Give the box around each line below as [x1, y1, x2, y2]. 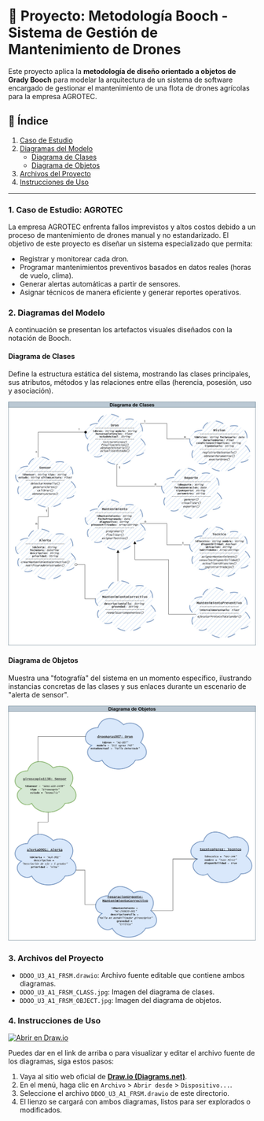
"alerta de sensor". [8, 690, 69, 699]
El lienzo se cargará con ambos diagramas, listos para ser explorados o [19, 1097, 251, 1107]
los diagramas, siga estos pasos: [8, 1056, 114, 1066]
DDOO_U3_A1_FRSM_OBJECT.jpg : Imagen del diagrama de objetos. [19, 996, 222, 1005]
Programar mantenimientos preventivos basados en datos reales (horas [19, 263, 251, 272]
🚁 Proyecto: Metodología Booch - [8, 7, 229, 25]
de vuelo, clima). [19, 271, 74, 280]
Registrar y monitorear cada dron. [19, 254, 130, 264]
